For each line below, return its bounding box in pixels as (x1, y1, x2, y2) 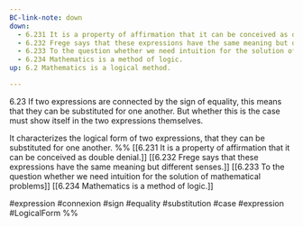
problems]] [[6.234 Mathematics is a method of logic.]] (9, 180, 214, 191)
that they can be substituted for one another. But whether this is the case (9, 105, 281, 116)
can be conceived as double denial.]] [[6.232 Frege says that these (9, 151, 259, 162)
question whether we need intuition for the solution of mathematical (9, 170, 262, 181)
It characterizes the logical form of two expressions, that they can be (9, 132, 266, 143)
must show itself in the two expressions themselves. (9, 114, 204, 126)
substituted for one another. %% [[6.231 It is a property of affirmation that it (9, 141, 290, 153)
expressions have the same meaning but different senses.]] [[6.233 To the (9, 161, 285, 172)
